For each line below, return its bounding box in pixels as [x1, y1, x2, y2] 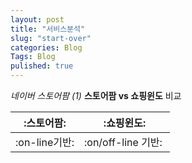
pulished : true [10, 61, 74, 71]
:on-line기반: [15, 136, 75, 149]
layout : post [10, 14, 65, 25]
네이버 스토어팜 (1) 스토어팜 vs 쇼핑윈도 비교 [10, 90, 182, 101]
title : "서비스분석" [10, 24, 86, 34]
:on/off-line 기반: [84, 136, 163, 149]
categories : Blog [10, 42, 83, 53]
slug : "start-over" [10, 33, 92, 43]
